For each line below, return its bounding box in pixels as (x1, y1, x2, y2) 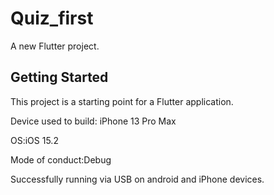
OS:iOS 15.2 (10, 134, 59, 146)
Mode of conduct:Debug (10, 153, 112, 166)
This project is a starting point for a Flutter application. (10, 95, 234, 107)
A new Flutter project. (10, 40, 100, 52)
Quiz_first (10, 7, 94, 30)
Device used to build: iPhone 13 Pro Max (10, 115, 177, 127)
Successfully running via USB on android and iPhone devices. (10, 173, 265, 185)
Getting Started (10, 69, 109, 86)
